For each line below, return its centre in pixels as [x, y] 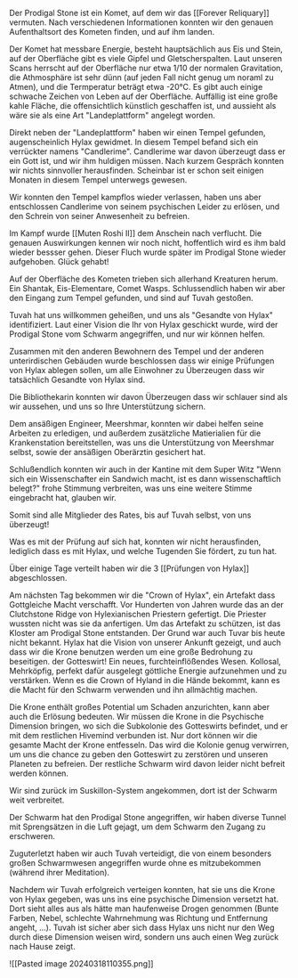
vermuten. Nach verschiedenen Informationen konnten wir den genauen [141, 22]
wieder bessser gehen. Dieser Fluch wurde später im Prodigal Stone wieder [148, 252]
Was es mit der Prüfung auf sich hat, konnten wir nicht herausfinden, [135, 542]
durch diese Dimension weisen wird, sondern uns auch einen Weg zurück [144, 937]
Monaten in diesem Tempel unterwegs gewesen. [98, 180]
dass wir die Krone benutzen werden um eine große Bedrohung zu [131, 652]
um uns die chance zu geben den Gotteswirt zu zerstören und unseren [139, 754]
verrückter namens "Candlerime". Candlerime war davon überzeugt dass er [148, 151]
